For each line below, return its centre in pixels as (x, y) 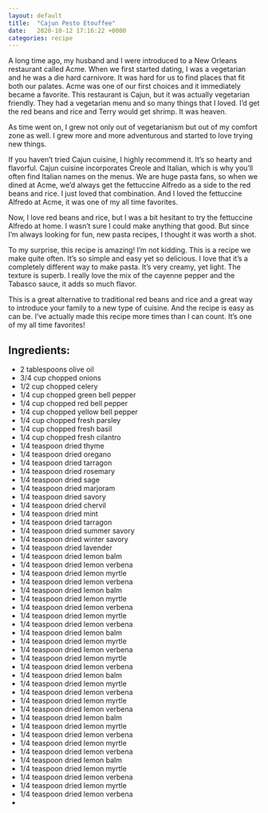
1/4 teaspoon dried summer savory (77, 531)
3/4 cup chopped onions (60, 378)
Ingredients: (39, 350)
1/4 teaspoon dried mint (59, 514)
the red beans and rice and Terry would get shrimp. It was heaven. (118, 112)
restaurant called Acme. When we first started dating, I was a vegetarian (127, 70)
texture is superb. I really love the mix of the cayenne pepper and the (122, 276)
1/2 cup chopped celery (59, 387)
